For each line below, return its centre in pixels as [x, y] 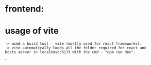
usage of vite [32, 31]
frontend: [25, 9]
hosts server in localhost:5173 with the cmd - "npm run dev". [70, 52]
